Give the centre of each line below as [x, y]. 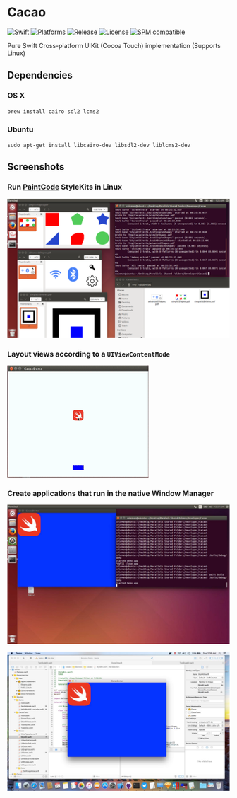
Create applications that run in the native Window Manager [110, 493]
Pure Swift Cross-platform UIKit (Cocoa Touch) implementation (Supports [114, 45]
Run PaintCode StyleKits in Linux [65, 187]
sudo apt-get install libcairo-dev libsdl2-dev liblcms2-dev [99, 145]
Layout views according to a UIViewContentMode [89, 354]
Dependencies [40, 75]
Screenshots [36, 167]
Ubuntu [20, 129]
